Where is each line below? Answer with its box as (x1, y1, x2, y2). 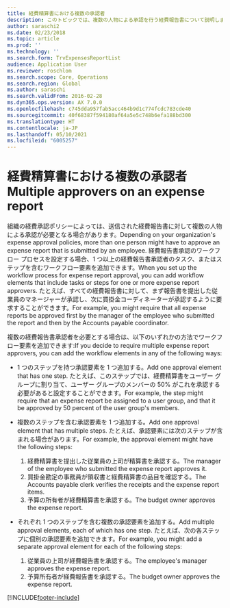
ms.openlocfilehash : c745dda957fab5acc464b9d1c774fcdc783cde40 (7, 105, 192, 112)
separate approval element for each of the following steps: (16, 542, 183, 551)
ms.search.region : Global (7, 80, 81, 87)
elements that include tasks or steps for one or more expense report (7, 279, 200, 287)
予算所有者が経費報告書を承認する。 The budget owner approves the (27, 572, 220, 581)
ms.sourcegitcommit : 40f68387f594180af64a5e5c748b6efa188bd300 (7, 112, 192, 118)
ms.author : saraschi (7, 86, 66, 93)
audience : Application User (7, 61, 88, 68)
